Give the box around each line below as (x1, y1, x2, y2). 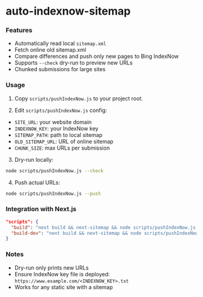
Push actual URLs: (14, 178, 61, 186)
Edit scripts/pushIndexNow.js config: (14, 107, 107, 114)
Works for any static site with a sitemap (14, 283, 113, 290)
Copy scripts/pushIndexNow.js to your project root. (14, 94, 143, 102)
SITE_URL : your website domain (14, 118, 92, 125)
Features (5, 26, 33, 35)
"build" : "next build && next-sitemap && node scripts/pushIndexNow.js (11, 224, 196, 231)
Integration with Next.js (5, 205, 77, 214)
